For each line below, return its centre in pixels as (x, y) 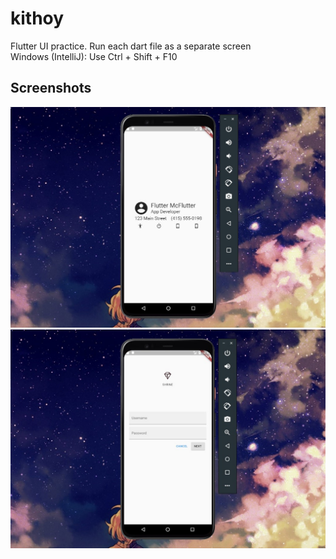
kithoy (37, 18)
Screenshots (51, 88)
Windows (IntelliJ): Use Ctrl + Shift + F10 (94, 56)
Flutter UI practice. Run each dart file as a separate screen (131, 46)
